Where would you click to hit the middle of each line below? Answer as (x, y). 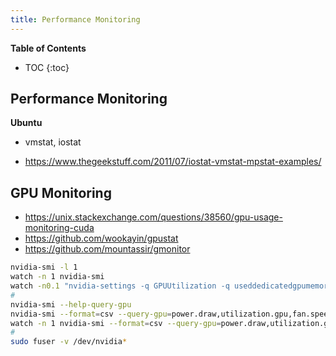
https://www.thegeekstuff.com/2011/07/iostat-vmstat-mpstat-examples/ (173, 162)
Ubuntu (26, 123)
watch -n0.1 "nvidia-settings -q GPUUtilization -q (120, 286)
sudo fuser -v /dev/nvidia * (69, 342)
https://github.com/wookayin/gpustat (101, 238)
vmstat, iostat (53, 142)
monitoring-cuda (59, 228)
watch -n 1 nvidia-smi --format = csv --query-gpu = (116, 323)
